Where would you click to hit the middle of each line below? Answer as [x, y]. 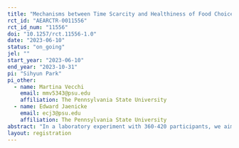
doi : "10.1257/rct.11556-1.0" [52, 34]
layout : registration [39, 133]
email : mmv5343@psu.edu [55, 93]
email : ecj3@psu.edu [51, 113]
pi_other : [22, 80]
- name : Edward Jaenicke [51, 107]
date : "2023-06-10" [36, 41]
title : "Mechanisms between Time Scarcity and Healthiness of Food [110, 14]
